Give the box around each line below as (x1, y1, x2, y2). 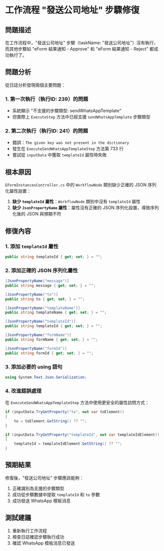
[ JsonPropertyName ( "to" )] (5, 292, 58, 297)
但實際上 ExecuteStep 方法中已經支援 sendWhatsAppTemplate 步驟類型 (12, 114, 151, 120)
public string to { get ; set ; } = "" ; (5, 297, 85, 301)
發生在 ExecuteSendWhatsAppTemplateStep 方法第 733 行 (12, 146, 124, 152)
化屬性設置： (5, 188, 31, 194)
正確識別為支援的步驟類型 (12, 485, 65, 491)
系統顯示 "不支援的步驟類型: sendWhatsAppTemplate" (12, 108, 122, 114)
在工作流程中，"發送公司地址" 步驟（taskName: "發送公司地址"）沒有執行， (5, 40, 159, 45)
